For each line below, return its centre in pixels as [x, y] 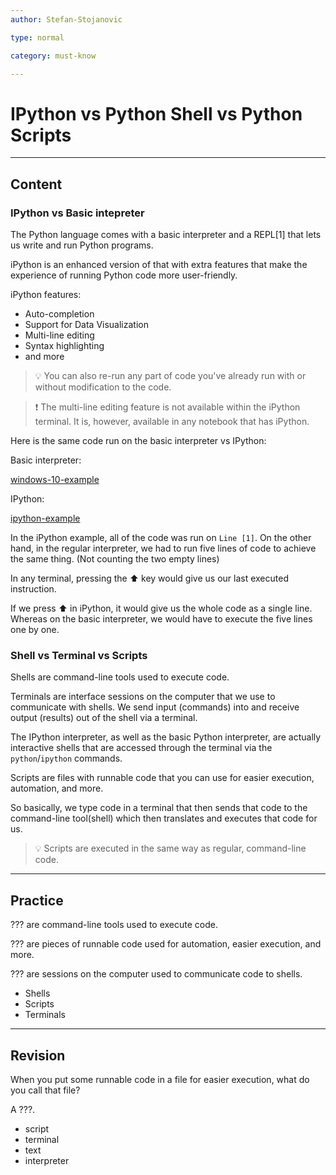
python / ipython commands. [66, 758]
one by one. [35, 629]
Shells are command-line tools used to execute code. [120, 677]
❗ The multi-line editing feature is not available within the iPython [167, 407]
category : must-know [53, 56]
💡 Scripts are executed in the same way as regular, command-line [170, 848]
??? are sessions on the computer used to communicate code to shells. [156, 974]
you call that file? [45, 1090]
